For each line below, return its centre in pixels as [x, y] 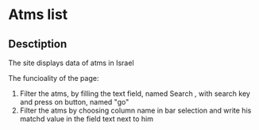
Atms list [38, 15]
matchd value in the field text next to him [86, 119]
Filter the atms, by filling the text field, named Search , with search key [135, 94]
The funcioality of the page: [54, 78]
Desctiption [38, 44]
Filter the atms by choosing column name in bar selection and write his [135, 110]
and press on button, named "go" [74, 102]
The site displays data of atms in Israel [71, 63]
